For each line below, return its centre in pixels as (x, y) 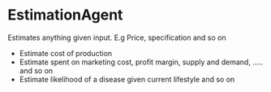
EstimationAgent (65, 15)
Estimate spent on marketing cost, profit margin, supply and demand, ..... (141, 62)
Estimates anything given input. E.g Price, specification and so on (117, 37)
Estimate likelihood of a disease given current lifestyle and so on (127, 79)
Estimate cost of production (66, 53)
